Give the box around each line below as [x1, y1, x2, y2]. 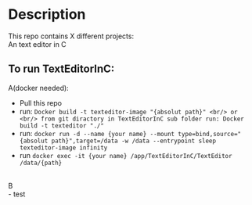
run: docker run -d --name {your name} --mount [19, 128, 175, 138]
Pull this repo [19, 98, 63, 107]
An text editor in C [8, 39, 67, 49]
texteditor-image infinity [19, 143, 108, 152]
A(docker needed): [8, 83, 69, 92]
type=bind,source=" [178, 130, 241, 138]
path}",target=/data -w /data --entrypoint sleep [51, 137, 217, 145]
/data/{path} [19, 159, 63, 167]
